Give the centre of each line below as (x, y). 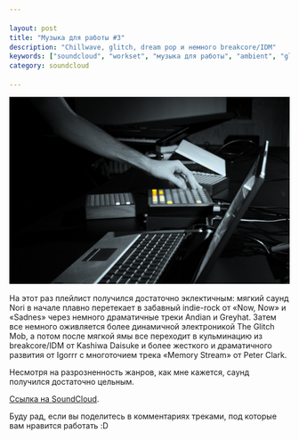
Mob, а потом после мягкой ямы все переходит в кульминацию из (136, 336)
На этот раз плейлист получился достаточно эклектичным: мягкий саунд (149, 297)
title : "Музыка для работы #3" (67, 37)
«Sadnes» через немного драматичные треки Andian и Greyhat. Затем (143, 317)
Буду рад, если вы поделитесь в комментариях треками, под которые (143, 416)
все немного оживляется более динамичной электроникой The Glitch (142, 326)
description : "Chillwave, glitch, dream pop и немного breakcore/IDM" (143, 47)
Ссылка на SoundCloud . (54, 399)
